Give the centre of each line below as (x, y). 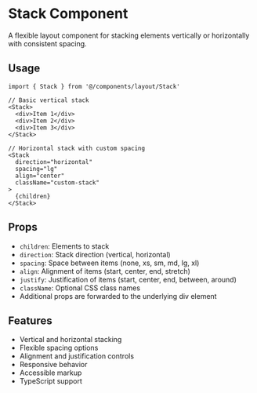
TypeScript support (51, 381)
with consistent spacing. (48, 43)
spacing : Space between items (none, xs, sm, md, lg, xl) (109, 263)
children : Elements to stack (64, 246)
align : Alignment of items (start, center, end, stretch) (105, 271)
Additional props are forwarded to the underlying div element (118, 296)
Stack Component (68, 14)
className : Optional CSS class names (80, 288)
